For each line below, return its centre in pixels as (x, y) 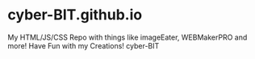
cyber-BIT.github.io (75, 15)
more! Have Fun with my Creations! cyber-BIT (84, 45)
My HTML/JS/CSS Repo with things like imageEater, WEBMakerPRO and (127, 37)
